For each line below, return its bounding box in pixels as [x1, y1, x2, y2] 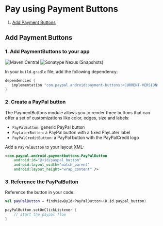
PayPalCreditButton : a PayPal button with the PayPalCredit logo [12, 135, 139, 140]
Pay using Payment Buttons [5, 3, 118, 15]
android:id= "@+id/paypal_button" [14, 158, 81, 163]
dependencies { [5, 78, 36, 83]
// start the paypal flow [14, 212, 66, 217]
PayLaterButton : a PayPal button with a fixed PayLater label [12, 129, 130, 135]
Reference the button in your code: [5, 190, 75, 195]
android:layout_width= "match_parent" [14, 162, 90, 167]
